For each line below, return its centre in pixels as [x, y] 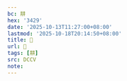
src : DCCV [22, 60]
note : [15, 66]
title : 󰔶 [20, 40]
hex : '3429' [25, 20]
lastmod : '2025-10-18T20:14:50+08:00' [65, 33]
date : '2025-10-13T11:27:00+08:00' [60, 27]
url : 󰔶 [17, 46]
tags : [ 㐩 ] [23, 54]
